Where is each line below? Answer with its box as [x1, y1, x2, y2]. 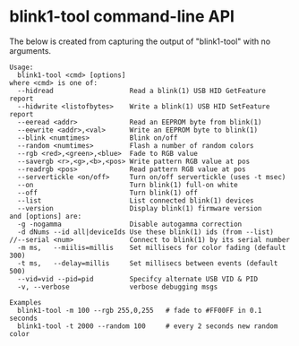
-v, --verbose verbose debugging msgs [17, 282, 218, 291]
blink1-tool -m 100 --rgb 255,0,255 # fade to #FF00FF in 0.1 [17, 306, 262, 315]
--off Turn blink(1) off [17, 188, 199, 197]
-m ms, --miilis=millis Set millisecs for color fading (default [17, 243, 286, 252]
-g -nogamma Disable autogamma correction [17, 220, 243, 229]
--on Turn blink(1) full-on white [17, 180, 239, 189]
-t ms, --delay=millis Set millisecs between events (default [17, 258, 278, 268]
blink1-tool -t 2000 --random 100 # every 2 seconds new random [17, 321, 278, 331]
